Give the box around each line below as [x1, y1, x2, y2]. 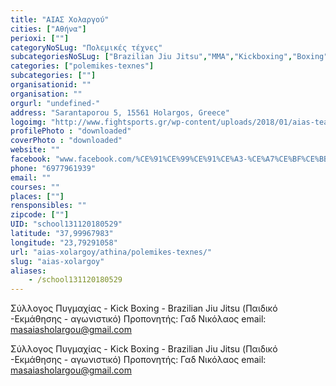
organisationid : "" [10, 80, 92, 90]
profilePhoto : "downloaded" [10, 126, 132, 136]
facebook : [10, 154, 52, 164]
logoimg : [10, 117, 47, 127]
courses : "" [10, 182, 60, 192]
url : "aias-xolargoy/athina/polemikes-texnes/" [10, 247, 213, 257]
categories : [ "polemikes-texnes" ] [10, 61, 155, 71]
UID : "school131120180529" [10, 219, 123, 230]
